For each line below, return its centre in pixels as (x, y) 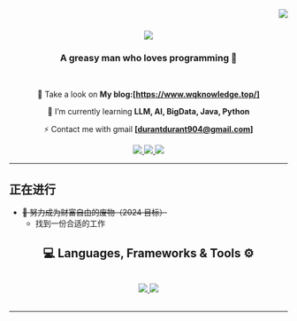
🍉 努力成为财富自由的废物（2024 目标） (95, 213)
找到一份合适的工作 (70, 223)
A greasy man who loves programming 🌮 (148, 59)
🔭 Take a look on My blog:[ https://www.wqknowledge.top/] (148, 94)
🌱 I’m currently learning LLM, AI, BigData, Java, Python (148, 112)
